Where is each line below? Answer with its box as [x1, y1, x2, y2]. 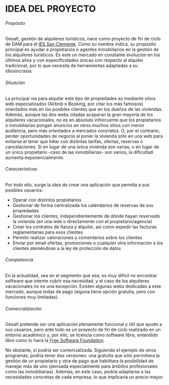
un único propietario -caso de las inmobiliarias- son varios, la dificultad [5, 149, 153, 155]
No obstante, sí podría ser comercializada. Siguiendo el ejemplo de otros [5, 347, 156, 353]
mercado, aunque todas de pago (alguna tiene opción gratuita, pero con [5, 289, 155, 294]
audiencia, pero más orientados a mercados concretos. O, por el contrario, [5, 127, 160, 134]
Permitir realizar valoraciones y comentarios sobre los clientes [12, 234, 142, 240]
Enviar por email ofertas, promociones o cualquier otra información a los [12, 240, 163, 246]
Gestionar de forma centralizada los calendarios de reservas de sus [12, 202, 154, 208]
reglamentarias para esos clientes [12, 229, 83, 235]
